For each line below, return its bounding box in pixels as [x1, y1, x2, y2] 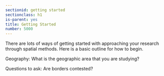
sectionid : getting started [5, 7, 66, 13]
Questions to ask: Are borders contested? [5, 66, 93, 72]
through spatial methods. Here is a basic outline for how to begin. [5, 46, 143, 52]
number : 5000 [5, 27, 33, 32]
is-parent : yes [5, 17, 38, 22]
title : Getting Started [5, 21, 56, 27]
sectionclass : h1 [5, 12, 43, 17]
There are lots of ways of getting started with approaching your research [5, 40, 159, 46]
